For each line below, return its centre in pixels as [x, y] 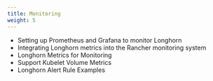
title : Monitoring [34, 14]
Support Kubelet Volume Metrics [64, 62]
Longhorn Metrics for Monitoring [64, 55]
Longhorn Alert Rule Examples [61, 70]
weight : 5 [22, 20]
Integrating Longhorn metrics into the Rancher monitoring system [112, 47]
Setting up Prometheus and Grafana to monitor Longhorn [99, 40]
